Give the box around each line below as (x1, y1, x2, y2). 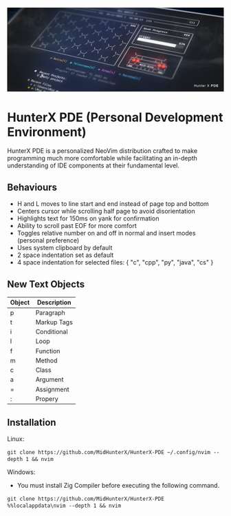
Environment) (7, 124, 87, 140)
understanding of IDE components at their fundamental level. (7, 161, 180, 169)
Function (35, 347, 60, 355)
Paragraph (35, 308, 65, 317)
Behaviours (7, 181, 57, 193)
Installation (7, 416, 56, 428)
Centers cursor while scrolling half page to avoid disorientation (16, 207, 195, 216)
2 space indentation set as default (16, 251, 114, 259)
